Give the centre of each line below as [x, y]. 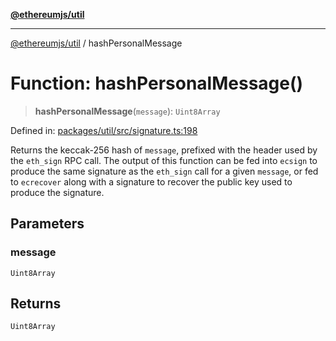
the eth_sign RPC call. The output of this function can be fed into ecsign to [164, 160]
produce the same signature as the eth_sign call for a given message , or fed [164, 171]
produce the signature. [57, 192]
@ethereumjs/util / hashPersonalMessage [96, 43]
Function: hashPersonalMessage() [157, 83]
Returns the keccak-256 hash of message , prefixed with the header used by [164, 150]
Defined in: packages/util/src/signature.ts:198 [104, 130]
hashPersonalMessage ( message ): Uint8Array [127, 111]
